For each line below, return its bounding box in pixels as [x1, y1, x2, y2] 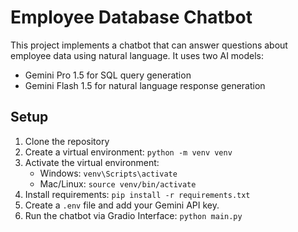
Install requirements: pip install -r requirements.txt [24, 188, 251, 200]
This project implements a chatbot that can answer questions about [10, 39, 288, 51]
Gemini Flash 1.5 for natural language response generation [24, 79, 266, 91]
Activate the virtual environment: [24, 156, 160, 168]
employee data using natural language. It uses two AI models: [10, 49, 265, 61]
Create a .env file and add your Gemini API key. [24, 199, 220, 211]
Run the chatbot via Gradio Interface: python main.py [24, 209, 243, 221]
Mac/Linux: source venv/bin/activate [39, 177, 197, 190]
